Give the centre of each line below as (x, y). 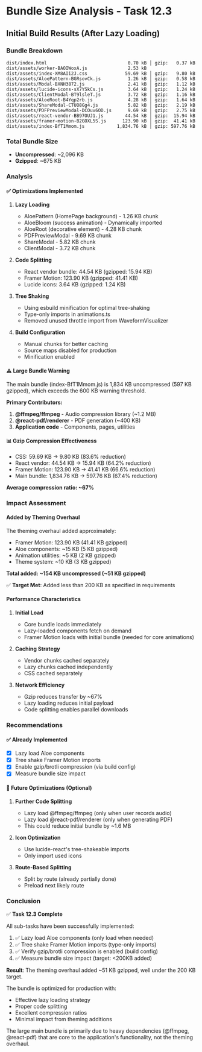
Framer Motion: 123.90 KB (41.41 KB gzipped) (71, 542)
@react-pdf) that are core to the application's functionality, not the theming (100, 1037)
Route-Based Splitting (43, 867)
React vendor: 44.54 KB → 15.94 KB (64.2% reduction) (83, 463)
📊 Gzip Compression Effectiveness (52, 441)
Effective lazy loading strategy (52, 1000)
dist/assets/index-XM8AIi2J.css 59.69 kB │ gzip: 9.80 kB (101, 74)
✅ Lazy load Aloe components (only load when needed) (84, 937)
